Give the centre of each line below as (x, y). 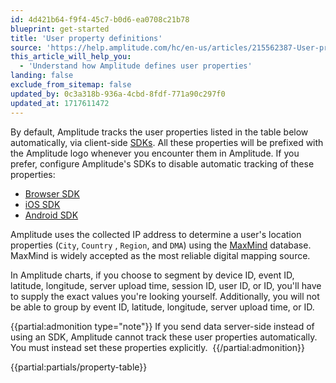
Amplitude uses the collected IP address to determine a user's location (156, 234)
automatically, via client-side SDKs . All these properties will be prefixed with (167, 142)
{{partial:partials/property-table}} (79, 367)
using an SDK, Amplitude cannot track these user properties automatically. (164, 337)
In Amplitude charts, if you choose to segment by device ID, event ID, (152, 275)
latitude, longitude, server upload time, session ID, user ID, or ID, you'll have (166, 285)
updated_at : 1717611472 (60, 103)
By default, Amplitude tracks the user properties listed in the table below (159, 132)
